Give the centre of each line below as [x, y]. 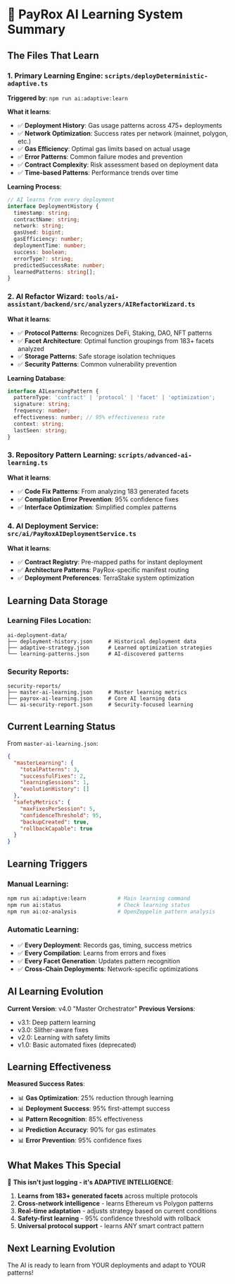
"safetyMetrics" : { [42, 802]
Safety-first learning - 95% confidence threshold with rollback [109, 1218]
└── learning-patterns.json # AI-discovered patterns [96, 654]
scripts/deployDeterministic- [156, 76]
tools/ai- [102, 297]
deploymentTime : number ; [50, 246]
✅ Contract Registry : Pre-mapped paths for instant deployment [110, 562]
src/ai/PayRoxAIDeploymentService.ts [72, 534]
